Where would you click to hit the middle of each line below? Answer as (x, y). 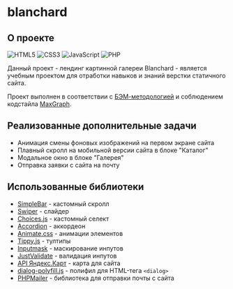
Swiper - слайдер (43, 211)
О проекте (31, 38)
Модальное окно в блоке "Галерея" (70, 157)
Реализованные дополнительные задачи (102, 126)
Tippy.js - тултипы (44, 241)
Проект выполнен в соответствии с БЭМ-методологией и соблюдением (115, 96)
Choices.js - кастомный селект (63, 218)
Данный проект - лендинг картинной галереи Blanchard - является (107, 68)
